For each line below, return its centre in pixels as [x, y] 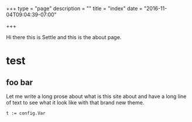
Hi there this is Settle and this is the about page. [64, 37]
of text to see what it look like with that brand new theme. [75, 102]
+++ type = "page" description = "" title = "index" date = [74, 8]
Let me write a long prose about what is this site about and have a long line [96, 96]
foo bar [20, 82]
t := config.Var [26, 113]
